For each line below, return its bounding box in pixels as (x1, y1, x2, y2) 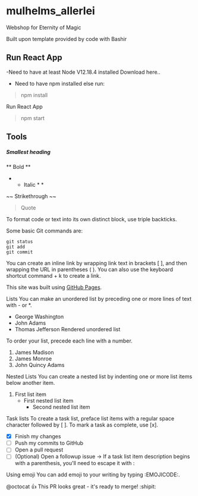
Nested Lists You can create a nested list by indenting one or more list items (6, 373, 193, 380)
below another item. (6, 379, 55, 387)
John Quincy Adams (14, 362, 65, 369)
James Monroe (14, 355, 52, 362)
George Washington (14, 313, 64, 321)
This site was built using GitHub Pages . (6, 284, 102, 291)
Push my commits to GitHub (14, 440, 83, 447)
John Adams (14, 319, 46, 327)
